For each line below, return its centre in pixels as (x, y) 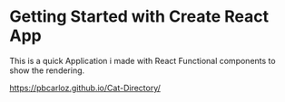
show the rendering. (47, 70)
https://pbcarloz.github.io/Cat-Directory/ (85, 88)
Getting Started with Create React (139, 17)
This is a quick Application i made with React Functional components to (142, 60)
